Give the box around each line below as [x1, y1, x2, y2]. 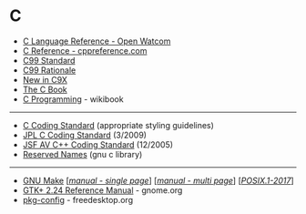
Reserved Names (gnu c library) [22, 148, 143, 159]
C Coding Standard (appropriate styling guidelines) [22, 119, 214, 130]
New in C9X [22, 74, 68, 85]
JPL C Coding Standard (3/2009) [22, 129, 148, 140]
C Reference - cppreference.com [22, 45, 148, 56]
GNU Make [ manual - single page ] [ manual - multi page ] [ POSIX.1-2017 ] [22, 175, 294, 186]
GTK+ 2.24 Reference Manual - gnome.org [22, 184, 183, 196]
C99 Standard [22, 55, 76, 66]
